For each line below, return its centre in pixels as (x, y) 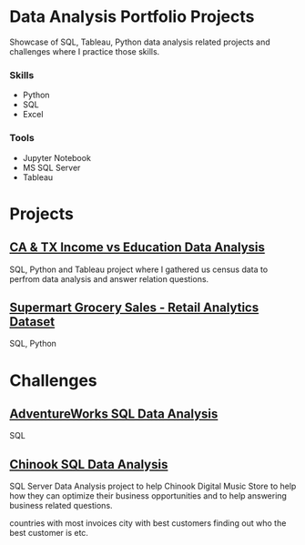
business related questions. (61, 506)
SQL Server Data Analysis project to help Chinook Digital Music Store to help (153, 486)
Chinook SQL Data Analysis (89, 464)
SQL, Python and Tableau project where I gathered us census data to (139, 269)
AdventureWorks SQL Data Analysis (114, 414)
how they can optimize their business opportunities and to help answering (148, 496)
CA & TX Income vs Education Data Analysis (137, 247)
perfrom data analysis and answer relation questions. (109, 278)
